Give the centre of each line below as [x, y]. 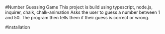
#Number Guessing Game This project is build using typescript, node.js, [79, 7]
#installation [18, 27]
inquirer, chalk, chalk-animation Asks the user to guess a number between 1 [82, 12]
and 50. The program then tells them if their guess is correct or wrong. [77, 17]
